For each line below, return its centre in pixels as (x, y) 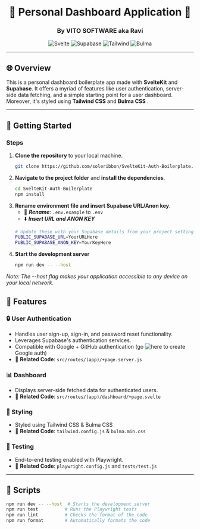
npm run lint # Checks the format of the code (77, 515)
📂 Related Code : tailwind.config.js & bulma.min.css (80, 431)
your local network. (30, 283)
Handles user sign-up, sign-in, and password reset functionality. (93, 334)
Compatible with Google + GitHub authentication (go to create (100, 346)
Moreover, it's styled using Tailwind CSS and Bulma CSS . (77, 101)
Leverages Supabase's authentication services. (73, 340)
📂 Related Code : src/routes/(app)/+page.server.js (78, 359)
